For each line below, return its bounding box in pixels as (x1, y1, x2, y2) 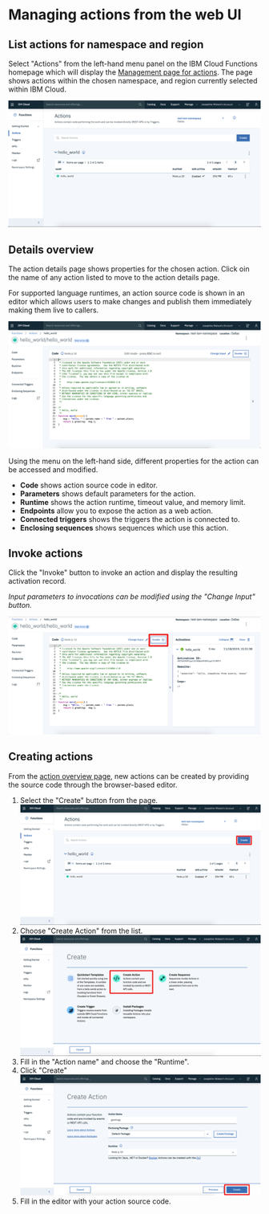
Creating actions (8, 750, 94, 764)
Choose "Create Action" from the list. (19, 926, 143, 936)
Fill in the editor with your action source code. (19, 1196, 171, 1206)
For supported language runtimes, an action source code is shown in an (8, 288, 246, 298)
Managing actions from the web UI (8, 6, 242, 24)
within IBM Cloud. (8, 84, 66, 94)
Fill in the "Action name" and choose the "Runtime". (19, 1057, 190, 1067)
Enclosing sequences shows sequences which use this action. (19, 523, 229, 533)
